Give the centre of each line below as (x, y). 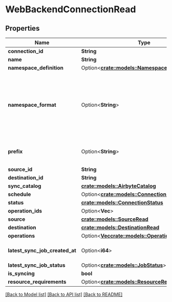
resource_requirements (37, 282)
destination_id (26, 178)
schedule (19, 194)
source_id (20, 169)
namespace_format (32, 105)
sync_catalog (25, 186)
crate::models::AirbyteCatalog (119, 186)
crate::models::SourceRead (115, 219)
